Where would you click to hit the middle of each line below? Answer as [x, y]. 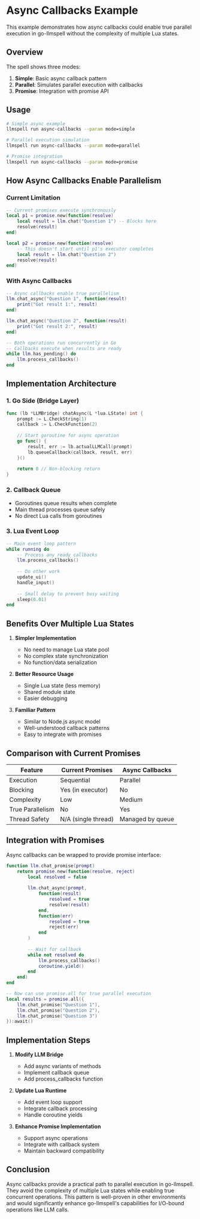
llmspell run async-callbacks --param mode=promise [72, 162]
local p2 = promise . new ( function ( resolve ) [60, 243]
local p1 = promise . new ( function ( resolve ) [60, 216]
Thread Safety [29, 819]
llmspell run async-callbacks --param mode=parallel [73, 146]
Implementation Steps [49, 1040]
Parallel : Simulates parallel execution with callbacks [79, 85]
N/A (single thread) [87, 819]
